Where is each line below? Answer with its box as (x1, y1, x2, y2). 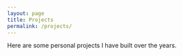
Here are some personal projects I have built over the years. (7, 42, 177, 50)
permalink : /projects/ (7, 23, 72, 29)
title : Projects (7, 16, 54, 23)
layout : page (7, 10, 45, 17)
